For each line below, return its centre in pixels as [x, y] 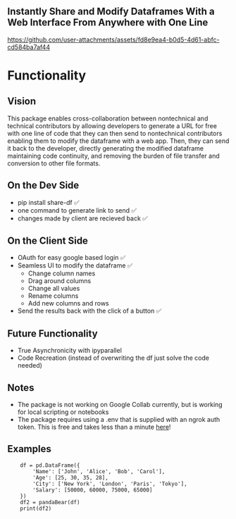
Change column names [62, 273]
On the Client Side [48, 241]
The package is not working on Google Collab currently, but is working [120, 405]
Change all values [54, 289]
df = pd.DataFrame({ [50, 465]
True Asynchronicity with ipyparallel [69, 351]
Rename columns [53, 296]
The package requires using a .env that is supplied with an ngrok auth [119, 420]
